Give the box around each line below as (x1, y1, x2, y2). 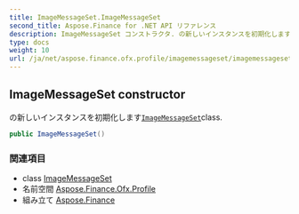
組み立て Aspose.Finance (21, 194, 116, 205)
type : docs (9, 37, 50, 47)
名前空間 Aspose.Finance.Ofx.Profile (21, 183, 157, 194)
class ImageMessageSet (21, 172, 113, 183)
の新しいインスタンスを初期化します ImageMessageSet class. (9, 112, 222, 123)
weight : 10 (9, 46, 50, 55)
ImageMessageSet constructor (9, 87, 186, 102)
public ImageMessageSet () (9, 130, 105, 139)
